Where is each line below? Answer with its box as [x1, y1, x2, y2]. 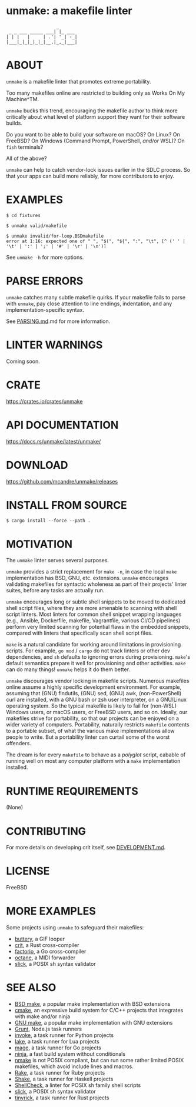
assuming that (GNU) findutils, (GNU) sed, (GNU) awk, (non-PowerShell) [6, 690, 182, 697]
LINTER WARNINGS [6, 338, 103, 351]
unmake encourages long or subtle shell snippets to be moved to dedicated [6, 598, 186, 605]
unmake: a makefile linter [6, 4, 132, 18]
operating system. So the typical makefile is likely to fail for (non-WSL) [6, 702, 177, 709]
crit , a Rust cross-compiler [14, 942, 79, 949]
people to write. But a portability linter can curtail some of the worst [6, 733, 170, 741]
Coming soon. [6, 358, 40, 365]
